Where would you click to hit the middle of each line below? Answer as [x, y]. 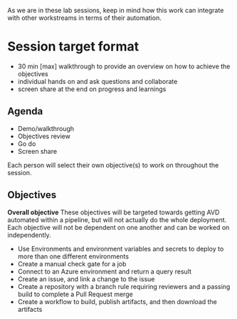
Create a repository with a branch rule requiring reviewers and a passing [124, 286]
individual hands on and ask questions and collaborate [98, 81]
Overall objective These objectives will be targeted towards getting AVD [114, 212]
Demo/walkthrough [46, 128]
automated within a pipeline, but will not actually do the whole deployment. [117, 219]
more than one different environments [73, 256]
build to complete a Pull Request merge [75, 294]
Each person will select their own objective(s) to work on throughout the [113, 165]
